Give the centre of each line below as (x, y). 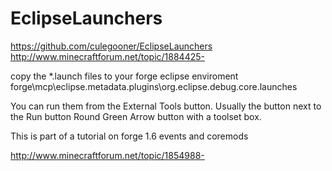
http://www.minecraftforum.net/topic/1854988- (107, 155)
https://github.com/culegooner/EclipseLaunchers (111, 46)
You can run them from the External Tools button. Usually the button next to (166, 106)
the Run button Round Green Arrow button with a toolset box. (136, 116)
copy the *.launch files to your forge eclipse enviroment (124, 76)
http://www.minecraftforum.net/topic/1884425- (107, 56)
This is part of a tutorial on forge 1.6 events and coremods (129, 136)
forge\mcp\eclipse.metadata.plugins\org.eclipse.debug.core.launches (154, 86)
